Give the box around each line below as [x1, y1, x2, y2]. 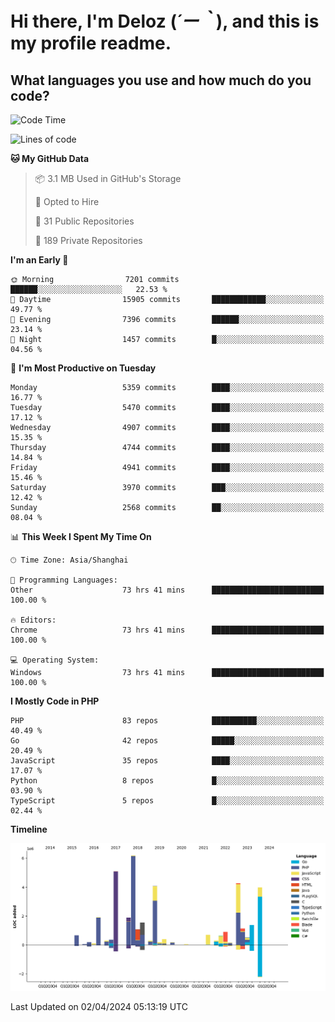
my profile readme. [10, 32, 172, 55]
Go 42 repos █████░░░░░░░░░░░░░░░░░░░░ [10, 736, 325, 746]
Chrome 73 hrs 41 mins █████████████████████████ [10, 625, 325, 635]
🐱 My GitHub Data [10, 153, 90, 164]
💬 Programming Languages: [10, 575, 118, 585]
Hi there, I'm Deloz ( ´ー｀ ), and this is [10, 10, 320, 33]
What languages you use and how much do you [10, 72, 312, 89]
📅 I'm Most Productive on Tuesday [10, 362, 157, 374]
